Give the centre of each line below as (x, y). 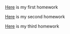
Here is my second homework (35, 17)
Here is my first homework (32, 7)
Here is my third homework (32, 26)
